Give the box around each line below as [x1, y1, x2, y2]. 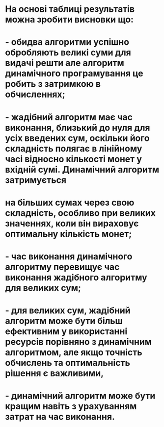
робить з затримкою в [5, 78, 101, 90]
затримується [5, 174, 67, 185]
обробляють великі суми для [5, 47, 132, 58]
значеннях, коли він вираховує [5, 218, 139, 229]
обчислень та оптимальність [5, 357, 131, 368]
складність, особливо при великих [5, 207, 156, 218]
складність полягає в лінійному [5, 143, 142, 154]
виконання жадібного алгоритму [5, 272, 147, 283]
